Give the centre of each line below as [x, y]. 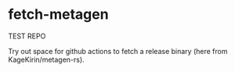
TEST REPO [27, 36]
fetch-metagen [58, 14]
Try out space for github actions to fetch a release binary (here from [118, 51]
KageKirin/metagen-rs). [46, 59]
